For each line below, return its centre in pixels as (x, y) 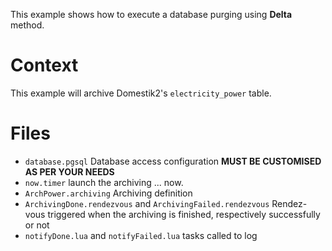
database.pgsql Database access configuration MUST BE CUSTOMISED (173, 161)
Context (44, 65)
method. (27, 25)
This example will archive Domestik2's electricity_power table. (141, 93)
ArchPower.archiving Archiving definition (108, 193)
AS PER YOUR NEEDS (69, 171)
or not (37, 225)
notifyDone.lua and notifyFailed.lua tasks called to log (141, 235)
